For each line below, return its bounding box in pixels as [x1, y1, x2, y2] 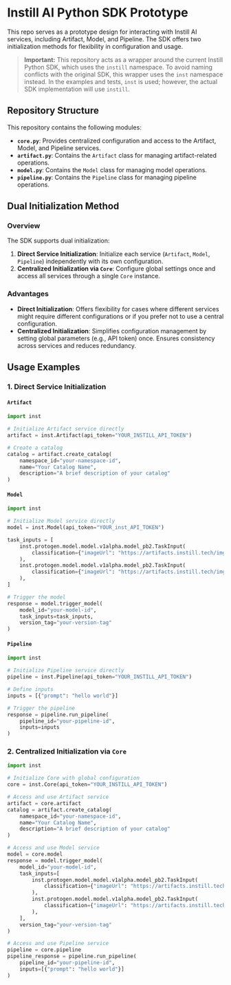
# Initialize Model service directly [7, 518, 115, 525]
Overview [7, 221, 41, 231]
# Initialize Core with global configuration [7, 775, 140, 782]
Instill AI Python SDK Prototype [7, 5, 189, 21]
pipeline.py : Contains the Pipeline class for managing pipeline [16, 173, 197, 181]
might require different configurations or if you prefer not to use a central [16, 312, 224, 320]
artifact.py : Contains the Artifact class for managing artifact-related [16, 151, 217, 159]
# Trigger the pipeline [7, 705, 76, 712]
